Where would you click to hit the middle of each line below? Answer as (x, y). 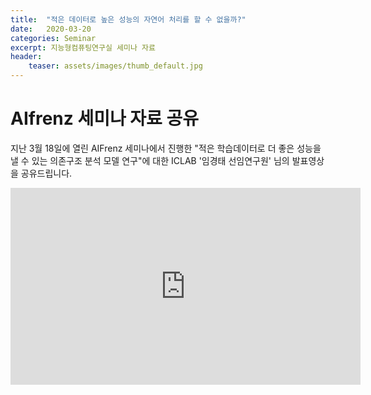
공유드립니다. (46, 173)
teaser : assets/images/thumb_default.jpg (115, 66)
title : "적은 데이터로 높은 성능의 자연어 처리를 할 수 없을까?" (128, 19)
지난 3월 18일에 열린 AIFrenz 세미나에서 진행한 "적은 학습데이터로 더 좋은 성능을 (166, 148)
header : (26, 57)
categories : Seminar (53, 38)
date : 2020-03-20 (51, 29)
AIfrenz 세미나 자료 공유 (104, 118)
